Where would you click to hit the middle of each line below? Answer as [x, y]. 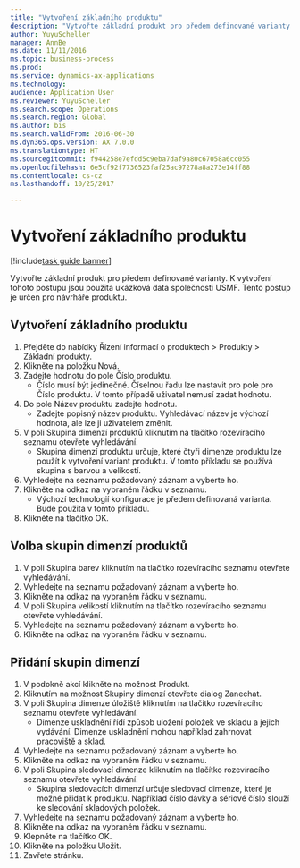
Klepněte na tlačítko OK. [67, 836]
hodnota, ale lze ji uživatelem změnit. [104, 422]
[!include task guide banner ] [61, 261]
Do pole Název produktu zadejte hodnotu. [100, 404]
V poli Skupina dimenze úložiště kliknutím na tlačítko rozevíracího [143, 702]
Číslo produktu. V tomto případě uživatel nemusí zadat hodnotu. [154, 394]
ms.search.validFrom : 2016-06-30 [72, 134]
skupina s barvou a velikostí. [89, 470]
